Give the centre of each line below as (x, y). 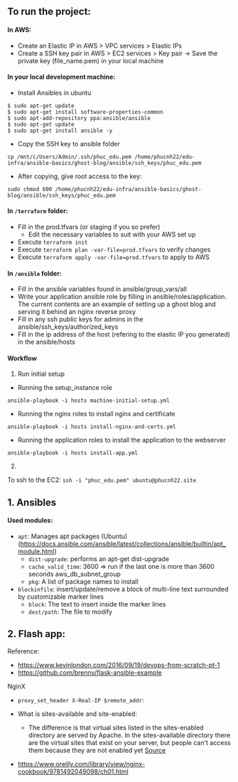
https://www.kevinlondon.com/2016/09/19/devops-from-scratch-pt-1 (119, 665)
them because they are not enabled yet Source (97, 750)
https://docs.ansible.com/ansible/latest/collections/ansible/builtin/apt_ (123, 544)
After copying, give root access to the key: (80, 176)
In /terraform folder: (38, 211)
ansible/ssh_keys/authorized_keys (68, 327)
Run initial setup (41, 374)
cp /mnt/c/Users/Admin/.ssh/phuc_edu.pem (70, 157)
